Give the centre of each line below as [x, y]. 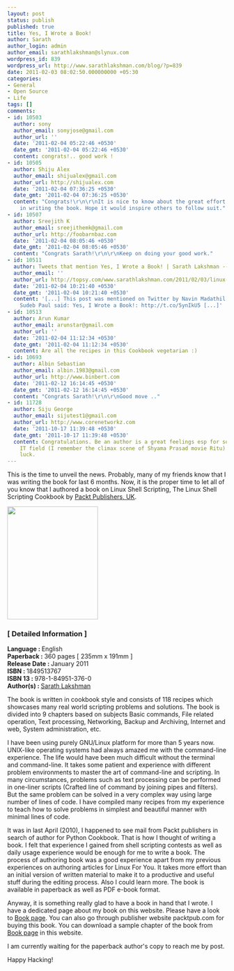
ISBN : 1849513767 [34, 671]
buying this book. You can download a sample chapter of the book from [110, 926]
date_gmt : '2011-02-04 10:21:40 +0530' [71, 293]
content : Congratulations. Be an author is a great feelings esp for [116, 442]
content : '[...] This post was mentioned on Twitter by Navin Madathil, [121, 299]
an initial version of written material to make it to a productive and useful [111, 875]
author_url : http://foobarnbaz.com [65, 234]
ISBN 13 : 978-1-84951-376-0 [49, 679]
